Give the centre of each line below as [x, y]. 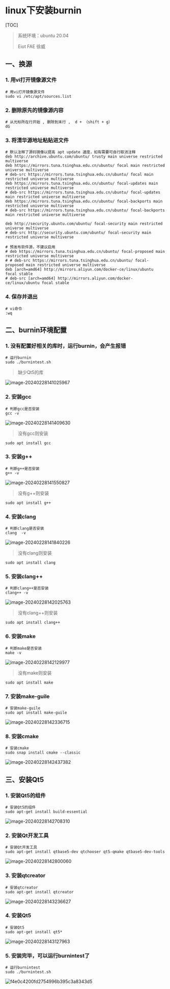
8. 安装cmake [22, 736]
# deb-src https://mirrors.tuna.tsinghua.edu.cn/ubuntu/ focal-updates [83, 192]
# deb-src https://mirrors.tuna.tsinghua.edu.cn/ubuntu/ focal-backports [85, 210]
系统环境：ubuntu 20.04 [43, 35]
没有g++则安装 [33, 493]
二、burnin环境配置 [36, 330]
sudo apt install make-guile [36, 712]
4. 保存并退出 [22, 297]
